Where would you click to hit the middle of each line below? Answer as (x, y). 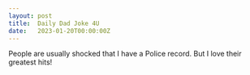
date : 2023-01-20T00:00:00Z (60, 31)
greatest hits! (30, 62)
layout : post (30, 16)
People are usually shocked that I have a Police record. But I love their (125, 54)
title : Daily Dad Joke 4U (54, 23)
